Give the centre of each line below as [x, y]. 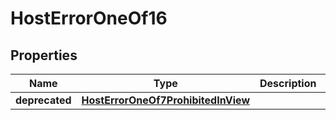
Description [288, 83]
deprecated [43, 100]
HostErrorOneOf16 [89, 18]
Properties [44, 55]
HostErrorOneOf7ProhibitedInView [166, 100]
